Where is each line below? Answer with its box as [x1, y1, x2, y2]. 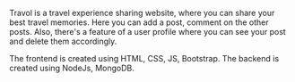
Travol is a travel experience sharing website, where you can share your [9, 8, 275, 18]
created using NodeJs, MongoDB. [9, 62, 134, 73]
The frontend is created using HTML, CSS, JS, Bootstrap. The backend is [9, 53, 280, 63]
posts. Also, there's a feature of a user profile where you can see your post [9, 27, 287, 37]
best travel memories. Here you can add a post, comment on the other [9, 17, 269, 28]
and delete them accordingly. [9, 36, 117, 46]
